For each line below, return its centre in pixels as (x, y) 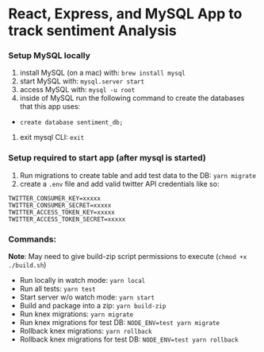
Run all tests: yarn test (58, 289)
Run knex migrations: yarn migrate (76, 314)
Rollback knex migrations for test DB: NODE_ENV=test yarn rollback (129, 339)
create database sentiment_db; (71, 123)
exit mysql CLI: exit (52, 137)
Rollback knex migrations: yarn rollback (86, 331)
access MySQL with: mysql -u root (77, 90)
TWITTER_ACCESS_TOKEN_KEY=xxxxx (61, 212)
